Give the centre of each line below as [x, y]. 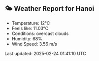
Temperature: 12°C [31, 23]
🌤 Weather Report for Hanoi [49, 9]
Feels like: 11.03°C [30, 28]
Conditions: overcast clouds [40, 33]
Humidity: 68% [27, 38]
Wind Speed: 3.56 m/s [34, 44]
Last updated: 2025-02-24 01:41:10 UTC [46, 53]
